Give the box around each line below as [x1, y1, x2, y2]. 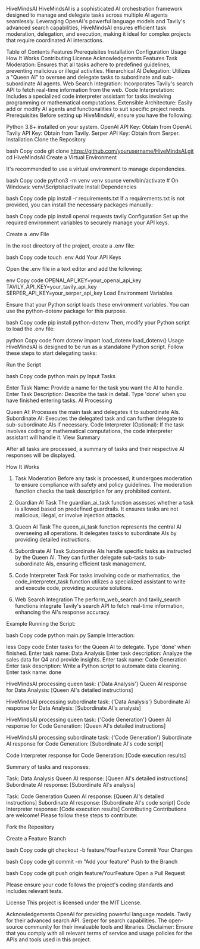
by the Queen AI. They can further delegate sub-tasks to [14, 554, 154, 561]
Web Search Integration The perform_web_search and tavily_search [14, 596, 181, 603]
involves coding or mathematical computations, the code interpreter [6, 428, 173, 434]
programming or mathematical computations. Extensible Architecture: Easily [6, 99, 193, 106]
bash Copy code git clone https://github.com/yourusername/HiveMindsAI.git [6, 147, 194, 154]
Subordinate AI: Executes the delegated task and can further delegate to [6, 415, 183, 422]
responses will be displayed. [6, 452, 76, 459]
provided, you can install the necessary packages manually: [6, 201, 153, 208]
